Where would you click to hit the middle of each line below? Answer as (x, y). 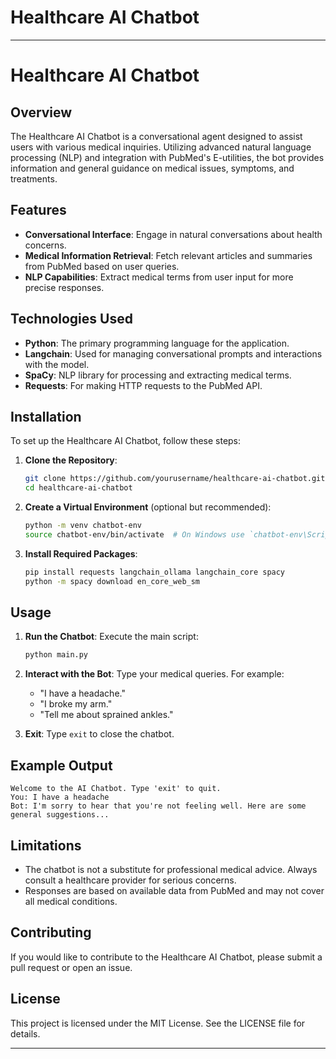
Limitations (46, 845)
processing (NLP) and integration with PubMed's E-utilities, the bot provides (167, 157)
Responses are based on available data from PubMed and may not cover (174, 890)
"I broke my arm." (76, 704)
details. (25, 1033)
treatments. (34, 178)
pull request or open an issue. (71, 967)
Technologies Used (71, 319)
